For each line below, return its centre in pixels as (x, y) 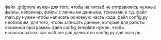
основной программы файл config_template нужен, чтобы (65, 27)
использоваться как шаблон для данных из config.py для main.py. (73, 33)
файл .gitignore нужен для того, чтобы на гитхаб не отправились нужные (80, 7)
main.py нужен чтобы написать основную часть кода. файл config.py (76, 17)
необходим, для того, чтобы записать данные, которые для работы (75, 22)
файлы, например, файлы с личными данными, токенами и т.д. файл (76, 12)
